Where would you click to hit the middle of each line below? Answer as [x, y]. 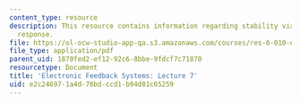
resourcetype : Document [54, 68]
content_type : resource [54, 17]
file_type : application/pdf [62, 51]
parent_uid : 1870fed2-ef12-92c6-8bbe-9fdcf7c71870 [106, 59]
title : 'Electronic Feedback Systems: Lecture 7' [104, 76]
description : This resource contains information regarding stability [144, 26]
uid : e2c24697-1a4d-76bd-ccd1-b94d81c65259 [92, 84]
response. [35, 34]
